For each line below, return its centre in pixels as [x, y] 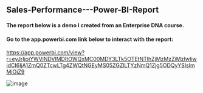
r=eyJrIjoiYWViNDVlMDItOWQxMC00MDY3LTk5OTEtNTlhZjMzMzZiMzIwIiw [102, 59]
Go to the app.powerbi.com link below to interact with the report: [90, 39]
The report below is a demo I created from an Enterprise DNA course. [95, 25]
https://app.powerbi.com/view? [46, 53]
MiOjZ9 [15, 72]
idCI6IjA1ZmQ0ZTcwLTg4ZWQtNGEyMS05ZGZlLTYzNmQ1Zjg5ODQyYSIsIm [101, 65]
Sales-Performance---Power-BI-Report [83, 10]
